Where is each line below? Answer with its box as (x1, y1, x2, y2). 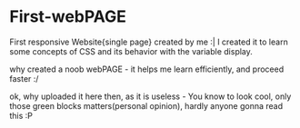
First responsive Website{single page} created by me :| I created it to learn (9, 36, 288, 47)
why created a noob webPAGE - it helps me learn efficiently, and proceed (9, 64, 285, 74)
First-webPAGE (9, 6, 127, 27)
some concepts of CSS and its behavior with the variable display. (9, 45, 253, 56)
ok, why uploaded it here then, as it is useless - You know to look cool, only (9, 91, 292, 102)
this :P (9, 110, 34, 121)
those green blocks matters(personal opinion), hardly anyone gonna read (9, 100, 284, 111)
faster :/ (9, 73, 39, 84)
